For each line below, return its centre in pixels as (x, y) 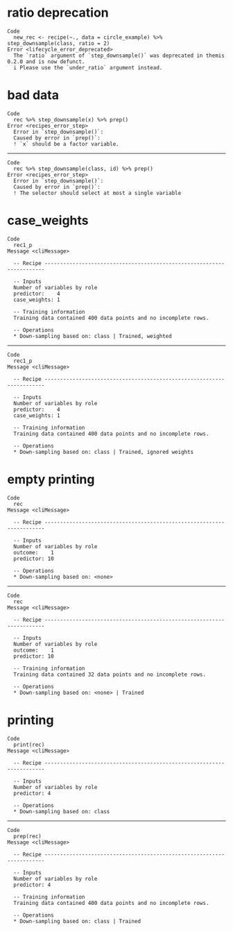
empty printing (51, 480)
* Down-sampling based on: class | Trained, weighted (93, 336)
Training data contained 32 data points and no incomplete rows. (110, 675)
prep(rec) (27, 836)
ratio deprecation (58, 13)
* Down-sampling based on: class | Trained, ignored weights (104, 452)
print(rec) (29, 745)
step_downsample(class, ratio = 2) (59, 43)
